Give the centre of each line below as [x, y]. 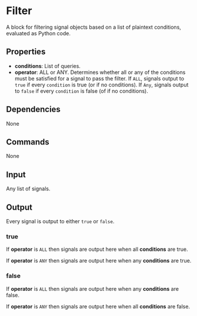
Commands [28, 142]
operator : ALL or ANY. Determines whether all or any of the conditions [100, 72]
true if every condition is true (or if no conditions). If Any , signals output [101, 85]
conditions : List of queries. [48, 66]
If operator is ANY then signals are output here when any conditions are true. [99, 261]
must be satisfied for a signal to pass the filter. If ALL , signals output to [99, 78]
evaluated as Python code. [39, 33]
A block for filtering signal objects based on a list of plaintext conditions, [94, 27]
